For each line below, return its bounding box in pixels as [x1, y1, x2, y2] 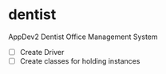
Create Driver [19, 47, 65, 56]
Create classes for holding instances [19, 56, 140, 65]
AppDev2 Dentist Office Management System [8, 32, 158, 41]
